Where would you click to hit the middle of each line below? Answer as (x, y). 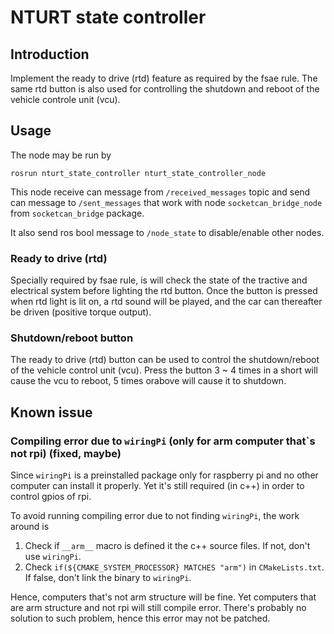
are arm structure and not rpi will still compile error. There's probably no (158, 608)
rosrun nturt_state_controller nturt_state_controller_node (138, 173)
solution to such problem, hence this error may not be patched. (140, 618)
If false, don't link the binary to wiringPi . (108, 578)
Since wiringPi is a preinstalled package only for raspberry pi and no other (164, 475)
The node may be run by (61, 155)
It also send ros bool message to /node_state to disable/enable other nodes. (167, 232)
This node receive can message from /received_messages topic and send (160, 192)
